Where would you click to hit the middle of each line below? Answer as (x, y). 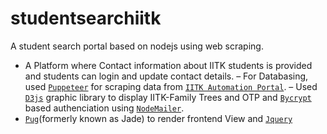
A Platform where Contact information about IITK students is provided (168, 65)
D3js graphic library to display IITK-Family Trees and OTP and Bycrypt (168, 97)
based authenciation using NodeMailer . (104, 108)
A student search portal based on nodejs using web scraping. (137, 46)
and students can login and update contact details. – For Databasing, (166, 76)
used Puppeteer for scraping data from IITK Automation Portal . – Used (171, 86)
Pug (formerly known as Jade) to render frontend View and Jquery (158, 118)
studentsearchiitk (86, 18)
